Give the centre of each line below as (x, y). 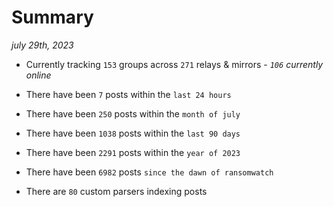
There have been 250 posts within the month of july (133, 113)
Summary (52, 17)
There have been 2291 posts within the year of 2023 (133, 152)
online (38, 75)
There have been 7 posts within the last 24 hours (128, 94)
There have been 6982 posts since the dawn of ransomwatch (149, 172)
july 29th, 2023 (42, 45)
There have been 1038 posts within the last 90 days (133, 133)
